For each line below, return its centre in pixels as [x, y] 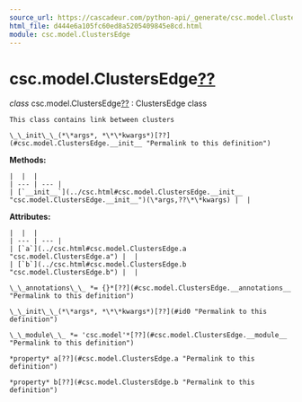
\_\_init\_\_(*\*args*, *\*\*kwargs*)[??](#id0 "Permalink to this [138, 312]
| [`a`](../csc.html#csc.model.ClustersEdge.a [98, 249]
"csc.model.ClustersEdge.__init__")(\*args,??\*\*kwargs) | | [130, 200]
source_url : [31, 17]
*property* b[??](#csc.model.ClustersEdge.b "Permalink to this [132, 382]
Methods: [28, 160]
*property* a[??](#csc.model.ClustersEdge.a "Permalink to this [132, 359]
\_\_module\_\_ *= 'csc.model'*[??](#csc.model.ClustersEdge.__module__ [148, 336]
